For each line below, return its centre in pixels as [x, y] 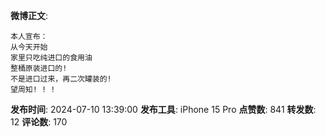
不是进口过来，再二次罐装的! [61, 79]
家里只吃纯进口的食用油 [51, 58]
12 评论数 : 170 [39, 122]
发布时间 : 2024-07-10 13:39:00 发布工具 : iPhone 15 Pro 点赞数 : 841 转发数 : [163, 109]
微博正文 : [29, 15]
